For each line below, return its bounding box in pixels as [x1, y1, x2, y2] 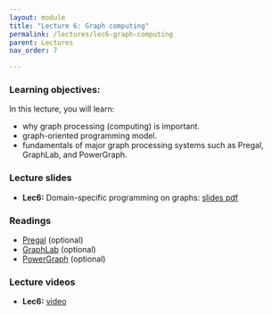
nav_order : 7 [9, 46, 58, 55]
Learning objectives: [9, 84, 101, 96]
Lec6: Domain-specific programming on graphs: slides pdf [21, 192, 239, 203]
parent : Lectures [9, 37, 74, 47]
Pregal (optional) [21, 235, 84, 245]
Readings [9, 214, 52, 227]
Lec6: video [21, 296, 67, 307]
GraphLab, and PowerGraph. [21, 149, 128, 161]
